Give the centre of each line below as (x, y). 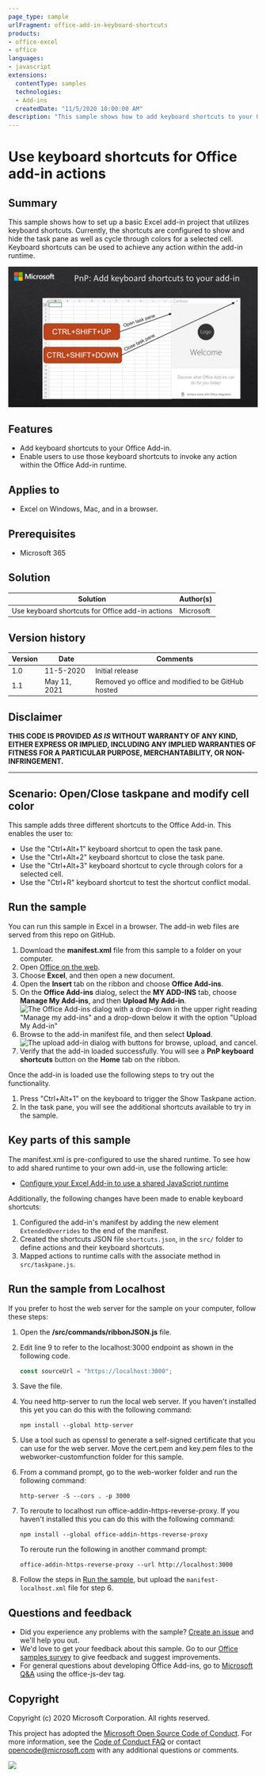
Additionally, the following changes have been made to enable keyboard (126, 1198)
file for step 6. (90, 1588)
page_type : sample (38, 17)
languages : (26, 59)
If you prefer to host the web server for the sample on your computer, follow (132, 1308)
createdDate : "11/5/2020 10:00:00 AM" (80, 108)
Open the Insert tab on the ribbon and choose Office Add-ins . (122, 983)
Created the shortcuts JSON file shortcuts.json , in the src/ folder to (131, 1239)
